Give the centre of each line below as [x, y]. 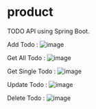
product [30, 12]
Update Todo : [27, 84]
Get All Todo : [26, 58]
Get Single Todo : [32, 71]
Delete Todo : [26, 98]
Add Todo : [23, 44]
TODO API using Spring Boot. [48, 31]
